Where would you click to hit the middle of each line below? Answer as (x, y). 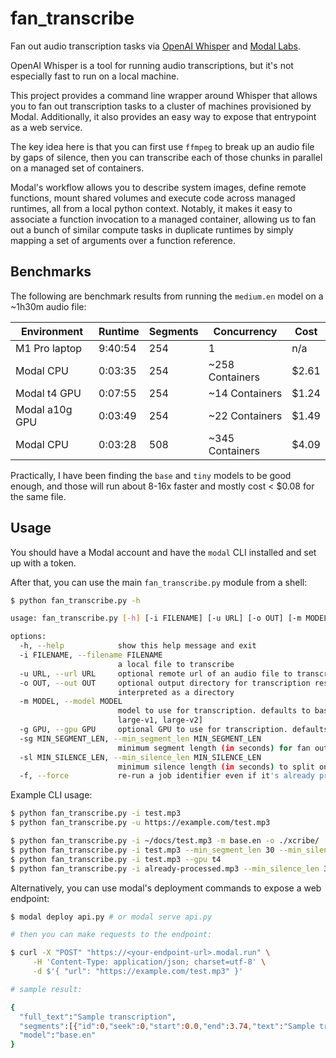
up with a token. (43, 563)
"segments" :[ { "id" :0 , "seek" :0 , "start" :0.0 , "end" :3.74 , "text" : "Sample (167, 1026)
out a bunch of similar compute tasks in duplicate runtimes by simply (152, 229)
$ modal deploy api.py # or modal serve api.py (111, 917)
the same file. (38, 496)
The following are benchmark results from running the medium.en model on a (167, 296)
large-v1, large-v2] (160, 720)
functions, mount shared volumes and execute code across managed (153, 198)
